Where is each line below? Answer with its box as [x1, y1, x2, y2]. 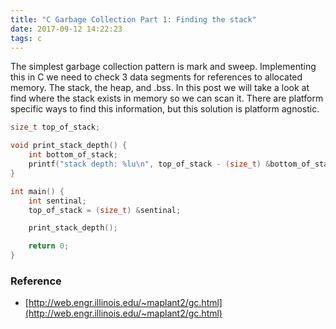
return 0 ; [28, 241, 70, 251]
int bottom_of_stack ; [28, 150, 118, 160]
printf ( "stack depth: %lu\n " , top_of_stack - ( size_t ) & [28, 159, 271, 169]
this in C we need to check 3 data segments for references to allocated [10, 71, 303, 83]
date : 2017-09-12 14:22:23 [10, 24, 123, 34]
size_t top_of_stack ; [10, 122, 101, 133]
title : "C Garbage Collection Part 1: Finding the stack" [10, 14, 257, 25]
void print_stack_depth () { [10, 141, 128, 151]
